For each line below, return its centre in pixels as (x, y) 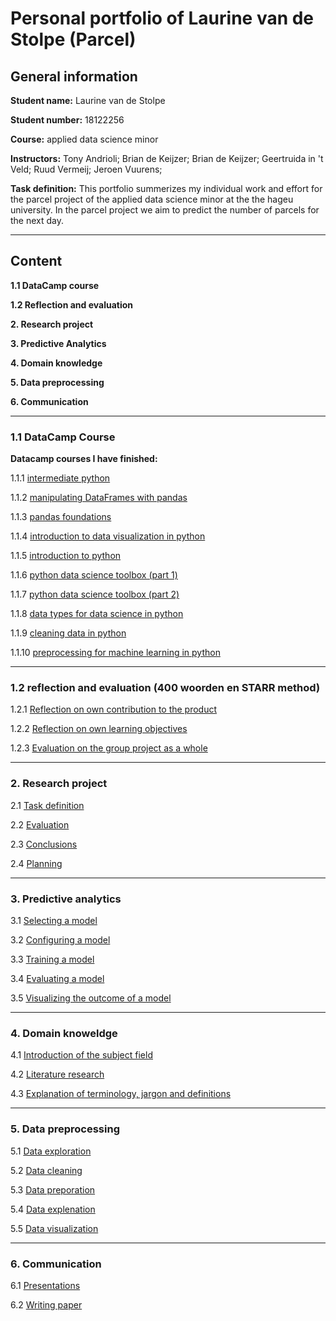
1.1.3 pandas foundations (61, 517)
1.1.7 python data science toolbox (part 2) (95, 594)
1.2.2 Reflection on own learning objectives (99, 729)
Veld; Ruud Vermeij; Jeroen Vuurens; (86, 169)
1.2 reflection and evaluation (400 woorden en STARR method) (165, 688)
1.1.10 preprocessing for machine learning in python (115, 653)
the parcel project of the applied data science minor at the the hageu (152, 199)
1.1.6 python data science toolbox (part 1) (94, 575)
